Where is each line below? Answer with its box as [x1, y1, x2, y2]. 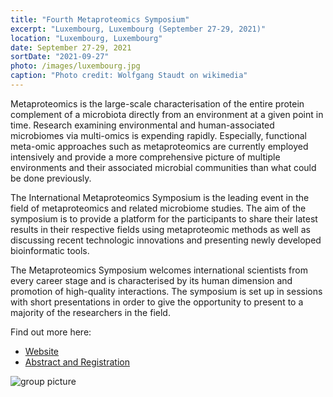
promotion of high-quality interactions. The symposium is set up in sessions [10, 285, 323, 297]
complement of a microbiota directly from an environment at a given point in [10, 108, 324, 120]
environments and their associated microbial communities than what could [10, 161, 317, 173]
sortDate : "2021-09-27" [10, 52, 110, 62]
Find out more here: [10, 326, 92, 338]
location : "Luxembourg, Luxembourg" [10, 33, 163, 43]
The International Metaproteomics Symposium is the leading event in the [10, 191, 310, 203]
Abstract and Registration [24, 356, 130, 368]
